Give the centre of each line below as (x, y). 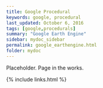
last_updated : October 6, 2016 (45, 23)
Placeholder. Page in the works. (45, 68)
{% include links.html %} (36, 79)
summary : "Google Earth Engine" (46, 34)
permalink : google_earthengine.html (51, 45)
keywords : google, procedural (44, 17)
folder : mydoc (24, 51)
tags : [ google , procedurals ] (41, 28)
